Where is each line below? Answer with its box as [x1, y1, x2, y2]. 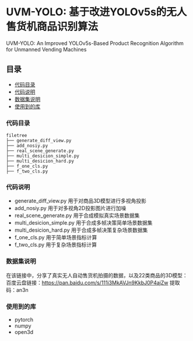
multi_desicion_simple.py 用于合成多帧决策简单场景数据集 [14, 219, 153, 226]
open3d [14, 328, 34, 335]
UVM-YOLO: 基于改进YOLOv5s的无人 [6, 5, 187, 19]
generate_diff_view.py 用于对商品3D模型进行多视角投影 [14, 197, 147, 205]
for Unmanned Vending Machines [6, 46, 87, 53]
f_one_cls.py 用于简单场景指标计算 [14, 234, 97, 241]
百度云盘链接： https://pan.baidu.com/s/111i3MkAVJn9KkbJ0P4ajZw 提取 [6, 279, 180, 286]
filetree [6, 133, 27, 139]
